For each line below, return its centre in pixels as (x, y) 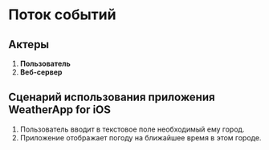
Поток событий (62, 15)
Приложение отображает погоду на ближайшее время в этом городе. (141, 137)
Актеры (29, 45)
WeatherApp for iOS (59, 110)
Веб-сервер (41, 72)
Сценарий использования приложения (112, 97)
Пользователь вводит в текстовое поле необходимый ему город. (132, 129)
